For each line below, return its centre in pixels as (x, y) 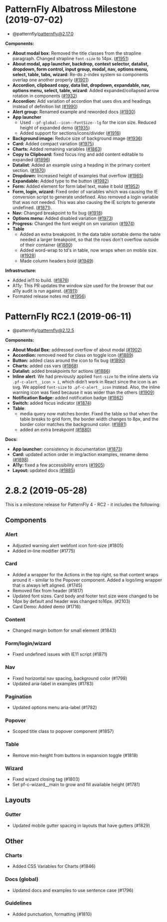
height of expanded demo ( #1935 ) (55, 128)
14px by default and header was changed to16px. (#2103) (71, 601)
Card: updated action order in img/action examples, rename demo (80, 454)
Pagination (18, 697)
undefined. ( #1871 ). (32, 207)
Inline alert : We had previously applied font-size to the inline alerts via (85, 376)
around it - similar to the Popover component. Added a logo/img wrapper (87, 580)
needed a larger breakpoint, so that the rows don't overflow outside (89, 240)
